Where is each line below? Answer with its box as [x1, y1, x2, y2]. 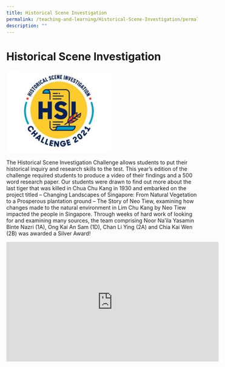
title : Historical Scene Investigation [6, 10, 107, 16]
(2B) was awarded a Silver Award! [6, 230, 91, 237]
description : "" [6, 22, 47, 29]
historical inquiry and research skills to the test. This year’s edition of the [6, 165, 188, 173]
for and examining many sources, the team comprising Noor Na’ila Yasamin [6, 217, 194, 224]
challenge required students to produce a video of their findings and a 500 [6, 172, 193, 179]
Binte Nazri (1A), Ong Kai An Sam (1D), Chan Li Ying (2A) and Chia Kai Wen [6, 224, 193, 231]
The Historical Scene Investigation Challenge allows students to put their [6, 159, 188, 166]
